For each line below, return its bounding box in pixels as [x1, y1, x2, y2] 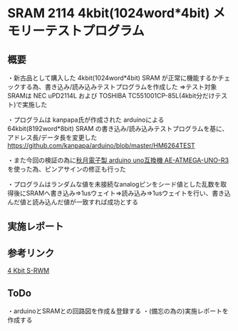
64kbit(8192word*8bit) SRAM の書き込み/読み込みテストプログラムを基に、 [7, 125, 229, 132]
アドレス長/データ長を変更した [7, 133, 98, 142]
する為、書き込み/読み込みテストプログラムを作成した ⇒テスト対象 [19, 83, 217, 91]
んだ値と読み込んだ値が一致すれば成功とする [7, 198, 139, 206]
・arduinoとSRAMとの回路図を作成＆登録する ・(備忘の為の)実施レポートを [7, 307, 229, 315]
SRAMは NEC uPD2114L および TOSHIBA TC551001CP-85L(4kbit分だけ [7, 92, 215, 100]
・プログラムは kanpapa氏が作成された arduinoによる [7, 115, 165, 124]
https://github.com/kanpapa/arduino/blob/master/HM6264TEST [7, 142, 196, 149]
